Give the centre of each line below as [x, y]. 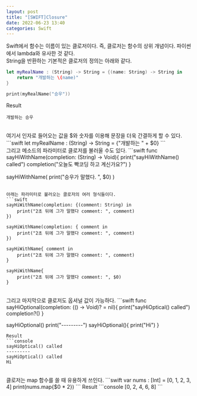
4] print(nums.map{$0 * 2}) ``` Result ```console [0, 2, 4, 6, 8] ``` [85, 386]
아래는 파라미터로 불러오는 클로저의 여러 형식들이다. [61, 194]
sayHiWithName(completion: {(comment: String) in [69, 205]
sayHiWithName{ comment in [40, 249]
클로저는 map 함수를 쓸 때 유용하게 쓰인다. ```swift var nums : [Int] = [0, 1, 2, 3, [99, 380]
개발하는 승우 [20, 117]
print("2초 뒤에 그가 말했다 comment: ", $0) [69, 277]
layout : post [22, 12]
